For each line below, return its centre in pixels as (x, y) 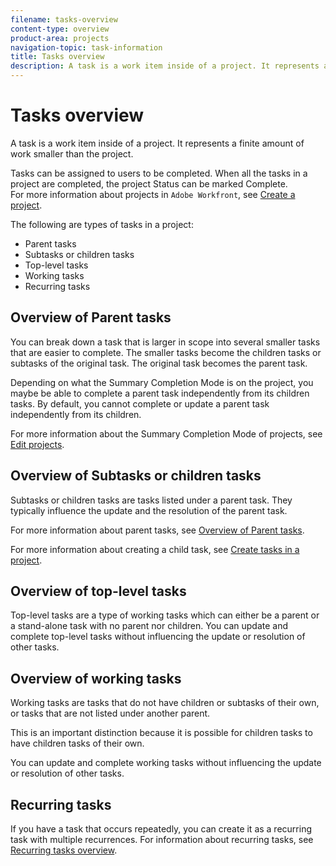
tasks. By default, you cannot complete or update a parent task (140, 403)
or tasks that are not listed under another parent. (110, 713)
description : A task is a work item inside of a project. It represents (165, 66)
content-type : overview (60, 29)
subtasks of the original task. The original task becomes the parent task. (159, 363)
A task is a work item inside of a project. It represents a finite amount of (157, 143)
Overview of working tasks (96, 678)
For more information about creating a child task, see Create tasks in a (155, 549)
